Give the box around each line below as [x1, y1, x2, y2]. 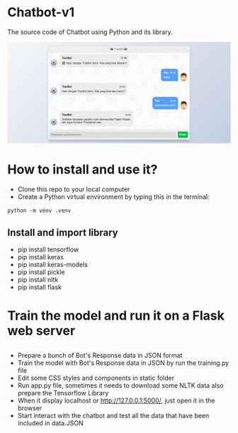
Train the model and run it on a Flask [7, 308, 225, 324]
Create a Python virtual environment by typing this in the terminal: [17, 193, 210, 201]
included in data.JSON [17, 419, 84, 427]
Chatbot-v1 [7, 4, 75, 21]
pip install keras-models [17, 260, 89, 269]
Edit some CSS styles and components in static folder [17, 373, 175, 382]
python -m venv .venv [7, 207, 72, 215]
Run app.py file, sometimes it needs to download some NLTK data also [17, 381, 224, 390]
